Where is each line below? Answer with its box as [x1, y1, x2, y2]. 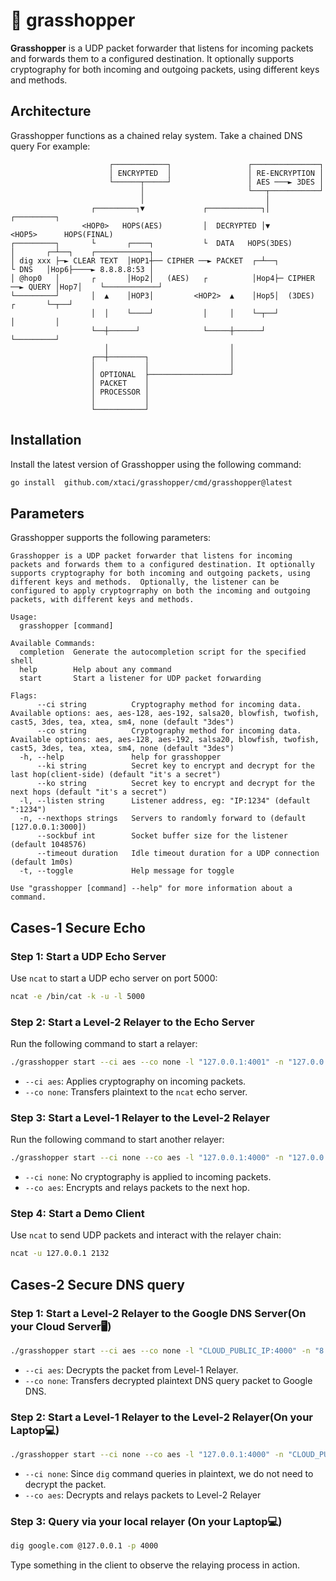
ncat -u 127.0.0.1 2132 [10, 1249, 110, 1259]
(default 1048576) [10, 840, 87, 850]
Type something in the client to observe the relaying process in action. [10, 1559, 300, 1571]
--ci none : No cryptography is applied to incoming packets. [24, 1171, 272, 1183]
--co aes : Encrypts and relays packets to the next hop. [24, 1182, 250, 1194]
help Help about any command [19, 665, 172, 675]
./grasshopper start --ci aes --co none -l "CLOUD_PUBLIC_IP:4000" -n [10, 1346, 311, 1356]
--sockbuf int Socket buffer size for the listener [36, 831, 288, 841]
